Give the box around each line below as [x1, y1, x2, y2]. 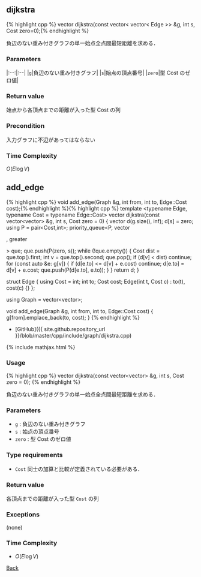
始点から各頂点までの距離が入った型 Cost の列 [6, 106, 121, 113]
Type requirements [6, 451, 63, 459]
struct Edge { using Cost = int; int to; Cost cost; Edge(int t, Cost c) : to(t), [6, 278, 185, 285]
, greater [6, 235, 28, 242]
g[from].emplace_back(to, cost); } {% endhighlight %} [6, 314, 140, 321]
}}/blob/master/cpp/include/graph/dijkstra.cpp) [14, 332, 132, 339]
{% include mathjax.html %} [6, 343, 76, 350]
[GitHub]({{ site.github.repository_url [14, 325, 106, 332]
